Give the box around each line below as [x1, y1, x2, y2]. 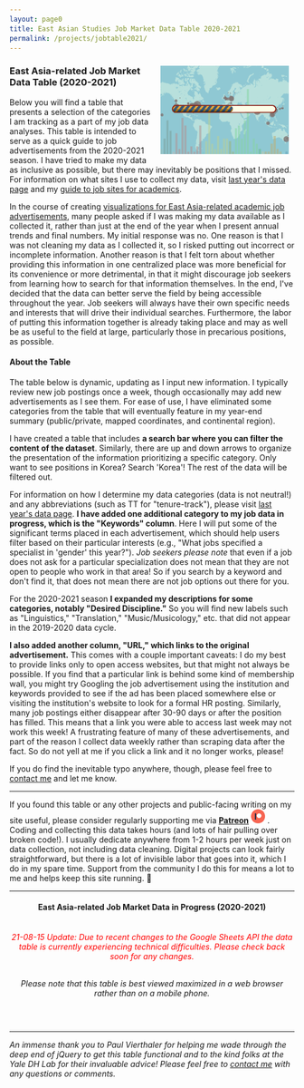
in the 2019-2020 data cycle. [9, 622, 117, 633]
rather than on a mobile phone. [93, 988, 211, 999]
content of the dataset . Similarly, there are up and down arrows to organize [9, 442, 292, 453]
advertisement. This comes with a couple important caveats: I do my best [9, 649, 287, 660]
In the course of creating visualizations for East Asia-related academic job [9, 200, 285, 212]
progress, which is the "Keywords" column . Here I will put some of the [9, 518, 278, 529]
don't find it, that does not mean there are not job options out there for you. [9, 576, 290, 587]
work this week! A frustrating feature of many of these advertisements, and [9, 726, 290, 737]
